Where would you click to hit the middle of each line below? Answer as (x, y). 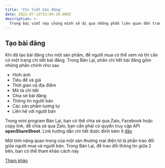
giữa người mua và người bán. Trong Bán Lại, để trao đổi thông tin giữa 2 (78, 146)
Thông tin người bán (33, 101)
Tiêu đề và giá (27, 80)
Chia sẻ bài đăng (29, 96)
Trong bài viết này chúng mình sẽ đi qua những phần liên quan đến (80, 23)
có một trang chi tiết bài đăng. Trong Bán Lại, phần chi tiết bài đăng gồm (78, 60)
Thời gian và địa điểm (34, 85)
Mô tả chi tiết (26, 91)
